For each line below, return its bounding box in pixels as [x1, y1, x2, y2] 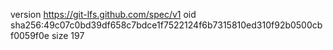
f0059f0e [10, 30, 50, 41]
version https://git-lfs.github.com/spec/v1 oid [10, 9, 197, 20]
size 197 [51, 30, 85, 41]
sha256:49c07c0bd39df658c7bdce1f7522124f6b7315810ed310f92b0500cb [10, 19, 323, 31]
